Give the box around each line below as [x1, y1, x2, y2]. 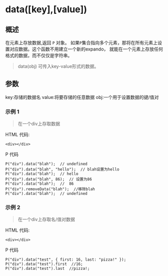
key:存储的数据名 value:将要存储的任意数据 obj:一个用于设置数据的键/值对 [5, 94, 159, 100]
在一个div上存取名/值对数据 [17, 216, 75, 222]
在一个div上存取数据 [17, 121, 60, 127]
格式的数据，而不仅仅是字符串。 [5, 53, 72, 58]
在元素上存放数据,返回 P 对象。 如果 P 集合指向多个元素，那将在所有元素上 [5, 40, 158, 45]
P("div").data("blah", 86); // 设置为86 [5, 177, 92, 182]
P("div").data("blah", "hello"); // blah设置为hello [5, 167, 120, 172]
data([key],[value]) [5, 4, 88, 15]
